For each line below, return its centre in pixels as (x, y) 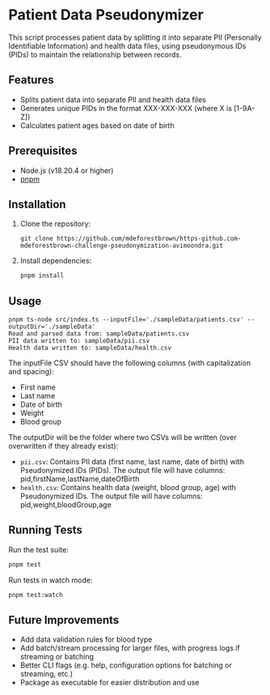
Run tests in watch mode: (51, 580)
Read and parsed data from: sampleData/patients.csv (99, 334)
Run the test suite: (38, 549)
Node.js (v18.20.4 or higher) (67, 170)
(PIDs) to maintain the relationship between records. (95, 54)
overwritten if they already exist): (63, 446)
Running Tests (45, 530)
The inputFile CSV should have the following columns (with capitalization (130, 363)
